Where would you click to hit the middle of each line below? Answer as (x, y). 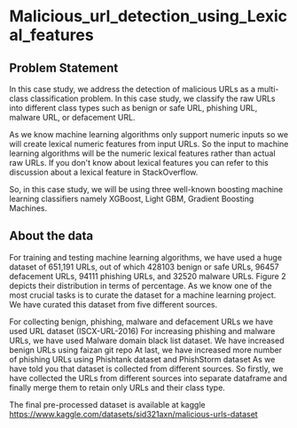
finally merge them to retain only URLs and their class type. (117, 387)
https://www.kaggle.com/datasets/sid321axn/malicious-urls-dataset (134, 414)
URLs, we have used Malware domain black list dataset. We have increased (147, 340)
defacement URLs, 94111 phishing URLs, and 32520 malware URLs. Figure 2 (148, 276)
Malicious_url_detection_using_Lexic (148, 16)
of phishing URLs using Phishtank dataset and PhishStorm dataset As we (142, 359)
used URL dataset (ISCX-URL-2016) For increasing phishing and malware (142, 331)
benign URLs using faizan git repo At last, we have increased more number (145, 350)
